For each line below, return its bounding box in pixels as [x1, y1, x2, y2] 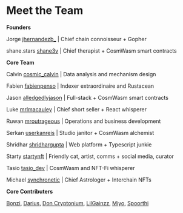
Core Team [6, 59, 35, 66]
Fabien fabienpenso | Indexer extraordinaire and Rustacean [6, 82, 155, 90]
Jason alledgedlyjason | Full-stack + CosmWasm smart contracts [6, 94, 168, 101]
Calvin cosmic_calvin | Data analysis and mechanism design [6, 70, 156, 77]
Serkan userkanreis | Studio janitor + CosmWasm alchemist [6, 129, 155, 136]
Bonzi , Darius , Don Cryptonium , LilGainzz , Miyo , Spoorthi [6, 199, 149, 206]
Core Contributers [6, 188, 53, 195]
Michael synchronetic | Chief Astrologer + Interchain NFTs [6, 176, 151, 183]
